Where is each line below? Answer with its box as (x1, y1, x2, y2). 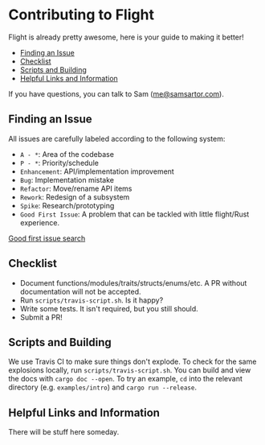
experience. (19, 217, 60, 227)
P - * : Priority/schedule (19, 158, 99, 167)
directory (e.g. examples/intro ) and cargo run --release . (8, 382, 197, 392)
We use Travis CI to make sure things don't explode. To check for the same (8, 356, 257, 367)
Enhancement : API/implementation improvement (19, 167, 174, 176)
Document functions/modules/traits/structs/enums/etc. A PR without (19, 278, 247, 287)
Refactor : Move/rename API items (19, 183, 132, 193)
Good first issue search (8, 233, 86, 243)
